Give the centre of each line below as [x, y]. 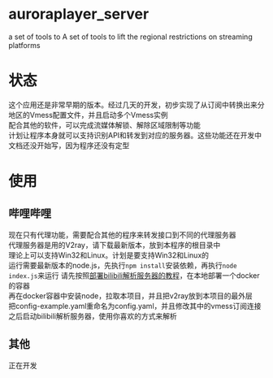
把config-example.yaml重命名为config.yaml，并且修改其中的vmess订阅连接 [135, 306]
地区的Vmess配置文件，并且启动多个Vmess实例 [88, 115]
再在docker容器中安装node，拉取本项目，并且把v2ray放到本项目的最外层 [131, 295]
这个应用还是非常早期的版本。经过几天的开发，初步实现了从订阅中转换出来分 [136, 104]
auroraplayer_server [79, 14]
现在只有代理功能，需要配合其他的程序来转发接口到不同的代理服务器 [122, 235]
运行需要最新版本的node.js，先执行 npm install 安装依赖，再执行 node [123, 265]
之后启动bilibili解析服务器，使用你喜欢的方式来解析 [93, 316]
